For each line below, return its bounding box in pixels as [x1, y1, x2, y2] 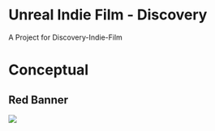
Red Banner [8, 93, 69, 107]
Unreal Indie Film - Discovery [8, 6, 208, 24]
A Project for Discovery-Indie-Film [8, 32, 123, 42]
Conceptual [8, 61, 89, 79]
